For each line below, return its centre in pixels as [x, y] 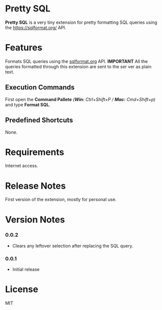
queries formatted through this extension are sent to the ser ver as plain [79, 66]
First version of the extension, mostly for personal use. [61, 200]
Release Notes [35, 186]
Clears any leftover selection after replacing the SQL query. [73, 246]
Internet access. [22, 166]
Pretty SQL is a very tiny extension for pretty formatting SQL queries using [81, 22]
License [22, 289]
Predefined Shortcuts [39, 120]
